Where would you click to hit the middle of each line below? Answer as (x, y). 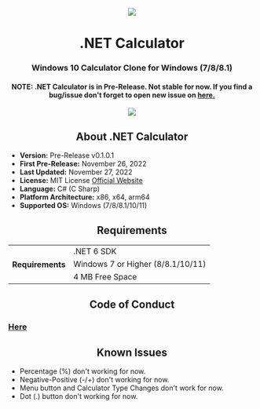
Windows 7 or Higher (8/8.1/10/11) (140, 264)
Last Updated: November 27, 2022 (76, 172)
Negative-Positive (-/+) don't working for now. (94, 380)
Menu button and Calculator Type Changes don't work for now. (121, 388)
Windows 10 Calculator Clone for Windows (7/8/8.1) (132, 68)
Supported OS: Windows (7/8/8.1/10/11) (83, 206)
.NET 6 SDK (95, 251)
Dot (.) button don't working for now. (79, 396)
